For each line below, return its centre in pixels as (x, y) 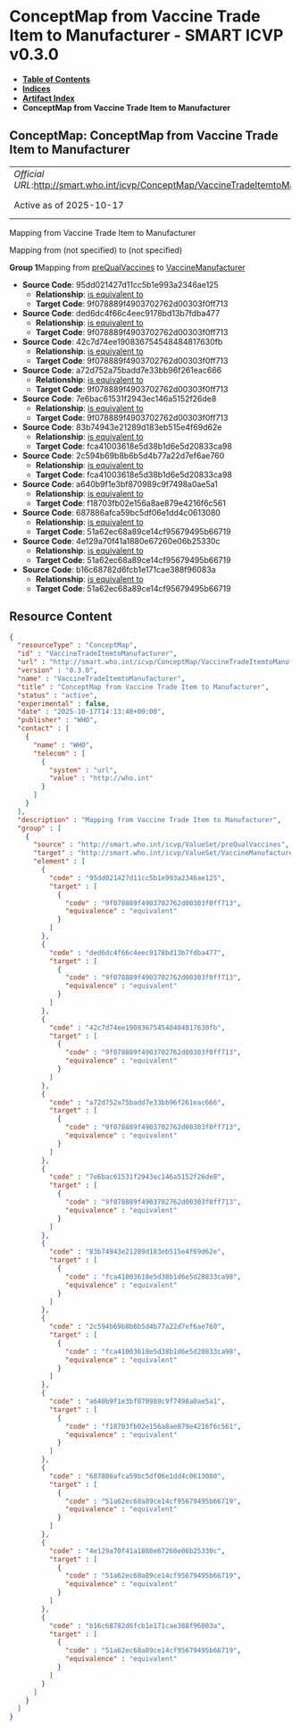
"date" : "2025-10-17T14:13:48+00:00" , (92, 712)
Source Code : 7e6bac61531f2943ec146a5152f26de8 (119, 399)
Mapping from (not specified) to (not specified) (96, 250)
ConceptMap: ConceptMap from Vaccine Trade (144, 136)
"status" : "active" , (58, 695)
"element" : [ (59, 861)
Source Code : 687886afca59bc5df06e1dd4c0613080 (121, 512)
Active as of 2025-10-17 (69, 205)
